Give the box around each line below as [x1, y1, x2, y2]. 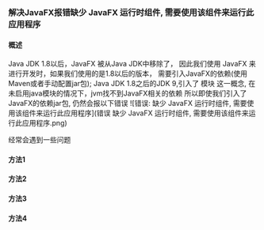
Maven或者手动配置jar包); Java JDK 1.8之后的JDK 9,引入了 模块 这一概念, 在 [8, 79, 256, 89]
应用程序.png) [21, 119, 67, 128]
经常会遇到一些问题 [8, 135, 71, 145]
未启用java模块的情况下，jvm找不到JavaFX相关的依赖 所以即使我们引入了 [8, 89, 247, 98]
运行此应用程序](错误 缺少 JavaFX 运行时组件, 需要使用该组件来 [42, 108, 250, 118]
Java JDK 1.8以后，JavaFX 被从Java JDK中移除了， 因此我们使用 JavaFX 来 [8, 59, 256, 69]
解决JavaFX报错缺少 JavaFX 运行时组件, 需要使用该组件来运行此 [8, 6, 254, 17]
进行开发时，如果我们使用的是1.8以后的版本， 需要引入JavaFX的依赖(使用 [8, 69, 248, 78]
